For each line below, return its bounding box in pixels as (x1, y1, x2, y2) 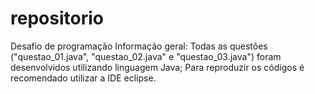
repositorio (10, 7, 104, 30)
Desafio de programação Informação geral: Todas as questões (10, 40, 268, 52)
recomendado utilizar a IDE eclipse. (10, 72, 157, 84)
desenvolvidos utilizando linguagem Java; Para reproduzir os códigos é (10, 61, 305, 73)
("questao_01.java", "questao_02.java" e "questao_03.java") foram (10, 50, 282, 62)
